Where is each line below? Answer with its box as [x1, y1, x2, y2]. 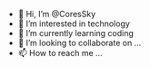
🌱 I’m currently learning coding [17, 28, 135, 38]
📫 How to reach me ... [17, 48, 103, 58]
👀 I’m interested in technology [17, 18, 130, 29]
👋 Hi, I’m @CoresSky [17, 9, 96, 19]
